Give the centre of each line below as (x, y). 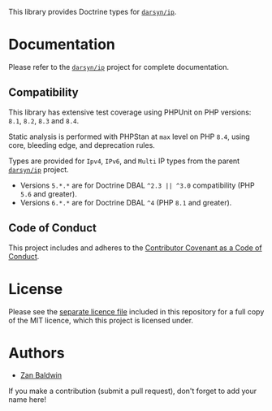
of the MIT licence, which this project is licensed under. (101, 320)
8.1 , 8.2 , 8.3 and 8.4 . (44, 120)
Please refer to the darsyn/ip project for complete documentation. (119, 67)
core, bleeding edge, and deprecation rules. (82, 145)
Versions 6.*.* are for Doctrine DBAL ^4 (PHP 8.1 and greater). (126, 202)
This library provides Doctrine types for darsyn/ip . (93, 12)
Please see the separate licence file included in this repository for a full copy (136, 311)
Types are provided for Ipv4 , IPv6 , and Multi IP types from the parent (124, 161)
